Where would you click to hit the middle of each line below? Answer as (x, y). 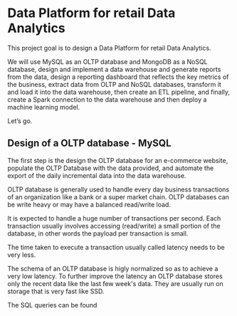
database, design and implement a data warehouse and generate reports (114, 69)
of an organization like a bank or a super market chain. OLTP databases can (118, 196)
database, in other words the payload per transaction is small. (98, 233)
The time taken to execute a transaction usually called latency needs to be (116, 247)
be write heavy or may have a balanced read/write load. (89, 204)
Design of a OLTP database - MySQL (90, 143)
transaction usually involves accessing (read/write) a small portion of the (114, 226)
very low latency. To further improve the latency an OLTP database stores (115, 276)
